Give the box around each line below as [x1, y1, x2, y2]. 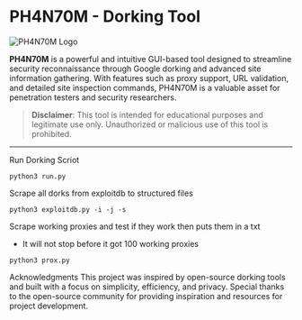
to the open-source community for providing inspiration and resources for [9, 290, 283, 301]
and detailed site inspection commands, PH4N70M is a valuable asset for [9, 82, 280, 93]
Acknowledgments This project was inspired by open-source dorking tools [9, 271, 286, 282]
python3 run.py [9, 171, 67, 181]
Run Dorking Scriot [9, 154, 80, 165]
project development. [9, 300, 88, 311]
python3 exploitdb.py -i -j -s [9, 205, 127, 214]
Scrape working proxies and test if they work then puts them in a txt [9, 221, 261, 232]
